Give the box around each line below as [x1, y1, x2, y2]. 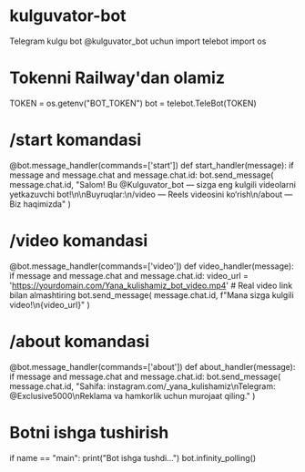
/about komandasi [9, 331, 150, 352]
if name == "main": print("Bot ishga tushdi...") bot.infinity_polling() [9, 452, 257, 463]
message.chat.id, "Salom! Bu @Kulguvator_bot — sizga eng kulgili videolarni [9, 179, 296, 190]
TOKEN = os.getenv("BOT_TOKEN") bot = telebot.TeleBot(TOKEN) [9, 97, 257, 108]
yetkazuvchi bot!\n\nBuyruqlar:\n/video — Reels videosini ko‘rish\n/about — [9, 189, 293, 200]
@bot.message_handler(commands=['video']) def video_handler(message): [9, 261, 294, 272]
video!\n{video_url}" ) [9, 299, 91, 310]
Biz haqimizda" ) [9, 198, 71, 210]
